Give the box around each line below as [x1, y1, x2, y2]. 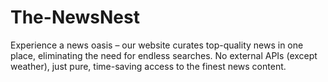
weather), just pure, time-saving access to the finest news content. [10, 60, 287, 72]
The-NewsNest [10, 6, 140, 29]
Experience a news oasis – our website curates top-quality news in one [10, 39, 304, 51]
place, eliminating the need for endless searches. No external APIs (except [10, 49, 318, 61]
